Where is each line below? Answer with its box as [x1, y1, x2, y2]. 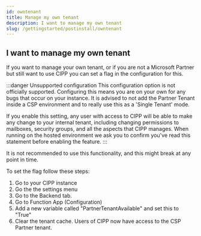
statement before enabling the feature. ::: [6, 138, 108, 145]
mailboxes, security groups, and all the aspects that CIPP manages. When [6, 126, 189, 133]
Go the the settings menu [14, 186, 78, 193]
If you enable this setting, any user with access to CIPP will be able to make [6, 112, 193, 120]
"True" [14, 211, 32, 219]
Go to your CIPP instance [14, 180, 77, 187]
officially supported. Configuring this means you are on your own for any [6, 88, 186, 95]
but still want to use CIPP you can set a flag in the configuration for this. [6, 70, 184, 77]
